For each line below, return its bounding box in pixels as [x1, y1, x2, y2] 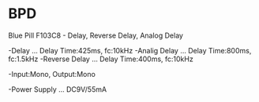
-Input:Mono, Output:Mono [8, 69, 96, 78]
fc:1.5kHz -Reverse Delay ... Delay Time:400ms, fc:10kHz [8, 54, 193, 64]
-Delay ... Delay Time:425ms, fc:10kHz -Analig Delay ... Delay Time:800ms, [8, 46, 252, 55]
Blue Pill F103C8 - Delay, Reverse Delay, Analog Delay [8, 31, 184, 40]
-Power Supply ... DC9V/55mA [8, 84, 107, 94]
